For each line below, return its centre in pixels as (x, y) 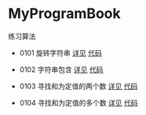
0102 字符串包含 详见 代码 (61, 69)
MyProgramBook (64, 14)
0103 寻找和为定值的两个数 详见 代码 (78, 86)
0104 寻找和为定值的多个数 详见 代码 (79, 102)
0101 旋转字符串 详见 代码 (60, 52)
